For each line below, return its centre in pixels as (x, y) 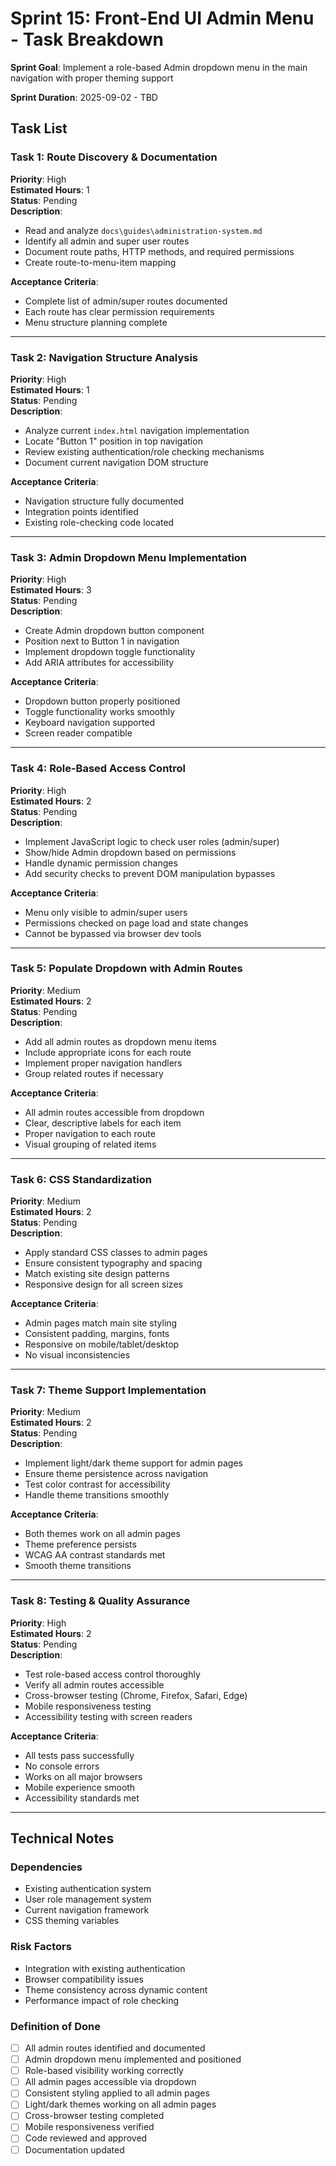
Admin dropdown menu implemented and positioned (133, 2059)
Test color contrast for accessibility (97, 1484)
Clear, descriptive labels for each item (103, 1123)
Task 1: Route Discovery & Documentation (114, 157)
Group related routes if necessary (94, 1073)
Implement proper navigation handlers (103, 1063)
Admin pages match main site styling (101, 1323)
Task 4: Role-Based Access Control (98, 769)
